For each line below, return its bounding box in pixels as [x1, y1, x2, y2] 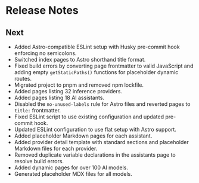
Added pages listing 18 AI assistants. [14, 94, 105, 101]
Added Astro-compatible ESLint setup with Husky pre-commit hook [14, 43, 180, 50]
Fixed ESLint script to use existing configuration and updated [14, 113, 164, 120]
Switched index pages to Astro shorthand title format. [14, 56, 146, 63]
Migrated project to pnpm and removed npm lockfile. [14, 81, 144, 89]
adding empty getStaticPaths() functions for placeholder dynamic [14, 69, 179, 75]
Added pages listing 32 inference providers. [14, 88, 123, 94]
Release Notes [5, 4, 79, 17]
